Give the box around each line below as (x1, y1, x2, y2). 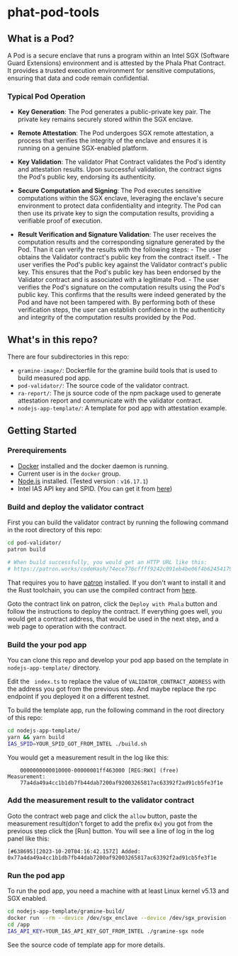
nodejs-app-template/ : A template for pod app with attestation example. (17, 404, 227, 412)
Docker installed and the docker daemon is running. (17, 461, 169, 470)
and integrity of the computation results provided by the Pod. (17, 313, 196, 322)
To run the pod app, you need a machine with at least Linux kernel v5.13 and (7, 887, 229, 895)
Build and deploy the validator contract (7, 502, 144, 512)
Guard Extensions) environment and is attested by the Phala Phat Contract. (7, 59, 226, 67)
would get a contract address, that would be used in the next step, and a (7, 614, 219, 623)
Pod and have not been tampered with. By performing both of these (17, 298, 216, 307)
